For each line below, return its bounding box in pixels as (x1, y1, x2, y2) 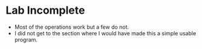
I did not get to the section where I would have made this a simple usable (14, 29, 197, 36)
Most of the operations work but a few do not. (14, 23, 129, 30)
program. (14, 36, 37, 43)
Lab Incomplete (5, 4, 85, 17)
